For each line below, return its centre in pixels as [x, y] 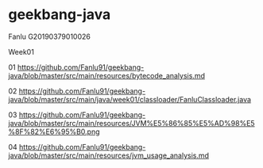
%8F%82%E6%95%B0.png [54, 132]
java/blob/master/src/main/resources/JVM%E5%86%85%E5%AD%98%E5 [132, 123]
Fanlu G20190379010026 [50, 36]
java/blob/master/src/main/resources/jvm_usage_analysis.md [108, 155]
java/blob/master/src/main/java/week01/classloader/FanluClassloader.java [130, 99]
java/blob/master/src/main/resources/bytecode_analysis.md [106, 75]
